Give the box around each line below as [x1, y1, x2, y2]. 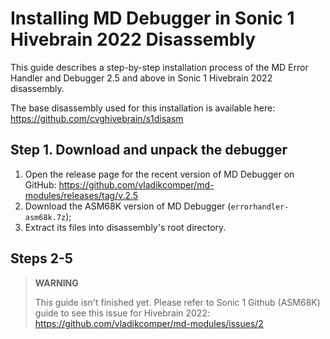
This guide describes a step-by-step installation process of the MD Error [10, 61, 309, 73]
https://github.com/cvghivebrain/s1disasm [10, 112, 184, 124]
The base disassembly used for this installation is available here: [10, 102, 276, 114]
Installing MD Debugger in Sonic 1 [10, 7, 295, 30]
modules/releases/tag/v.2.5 [24, 189, 139, 201]
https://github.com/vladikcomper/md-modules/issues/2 [34, 317, 264, 329]
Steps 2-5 [10, 250, 73, 267]
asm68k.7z [24, 212, 67, 222]
